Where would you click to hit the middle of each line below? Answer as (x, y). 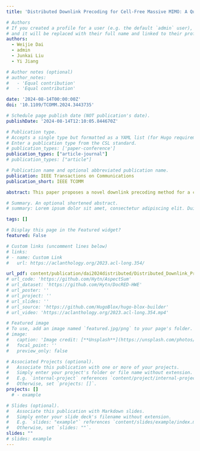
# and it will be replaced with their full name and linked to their (94, 33)
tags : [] (17, 219)
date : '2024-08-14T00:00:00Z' (44, 99)
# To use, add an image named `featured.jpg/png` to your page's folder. (100, 329)
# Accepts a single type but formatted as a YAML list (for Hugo (89, 138)
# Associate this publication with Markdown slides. (76, 411)
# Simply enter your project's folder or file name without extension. (100, 373)
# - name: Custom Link (34, 257)
